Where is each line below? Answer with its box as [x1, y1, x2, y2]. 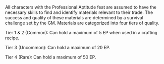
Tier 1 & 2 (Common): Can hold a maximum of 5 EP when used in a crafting [5, 30, 158, 35]
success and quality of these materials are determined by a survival [5, 15, 144, 20]
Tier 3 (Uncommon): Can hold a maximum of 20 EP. [5, 45, 110, 50]
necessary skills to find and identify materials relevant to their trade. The [5, 9, 153, 15]
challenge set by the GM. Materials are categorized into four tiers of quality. [5, 20, 160, 26]
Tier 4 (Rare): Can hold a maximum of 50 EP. [5, 54, 97, 60]
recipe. [5, 35, 20, 41]
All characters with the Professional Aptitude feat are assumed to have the [5, 4, 157, 10]
